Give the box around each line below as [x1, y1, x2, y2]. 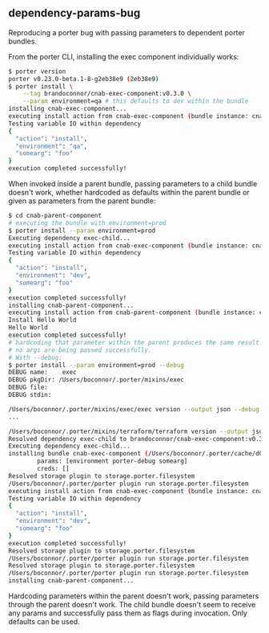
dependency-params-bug [8, 6, 141, 20]
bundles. [8, 36, 38, 46]
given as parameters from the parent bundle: [8, 196, 156, 206]
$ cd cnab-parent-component [8, 212, 102, 220]
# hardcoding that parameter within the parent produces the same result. [8, 338, 263, 346]
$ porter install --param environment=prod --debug [8, 361, 184, 369]
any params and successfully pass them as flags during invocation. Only [8, 608, 248, 618]
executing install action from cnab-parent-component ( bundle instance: [8, 308, 256, 316]
